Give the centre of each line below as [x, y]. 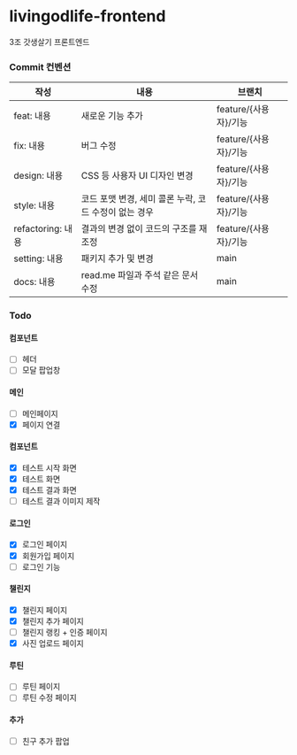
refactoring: [38, 229]
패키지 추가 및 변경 [117, 258]
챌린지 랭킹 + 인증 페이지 [65, 632]
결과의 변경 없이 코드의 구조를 [139, 229]
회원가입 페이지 [48, 556]
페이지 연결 [41, 424]
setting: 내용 [38, 258]
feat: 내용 [32, 116]
